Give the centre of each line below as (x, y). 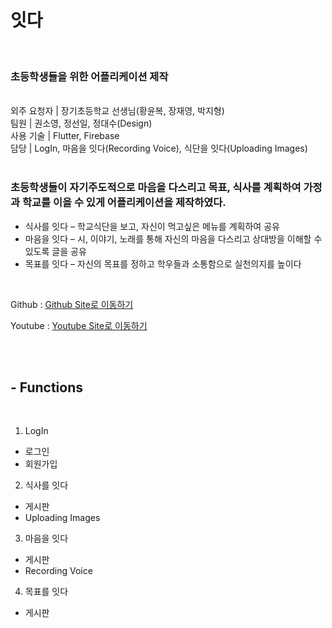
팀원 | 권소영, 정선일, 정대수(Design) (81, 123)
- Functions (47, 387)
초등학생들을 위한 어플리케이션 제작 (89, 76)
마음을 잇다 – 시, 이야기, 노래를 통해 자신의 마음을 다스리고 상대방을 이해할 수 (173, 238)
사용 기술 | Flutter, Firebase (65, 136)
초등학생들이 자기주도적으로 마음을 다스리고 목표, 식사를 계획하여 (156, 188)
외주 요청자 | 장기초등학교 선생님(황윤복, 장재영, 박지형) (117, 111)
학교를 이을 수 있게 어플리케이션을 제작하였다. (124, 203)
